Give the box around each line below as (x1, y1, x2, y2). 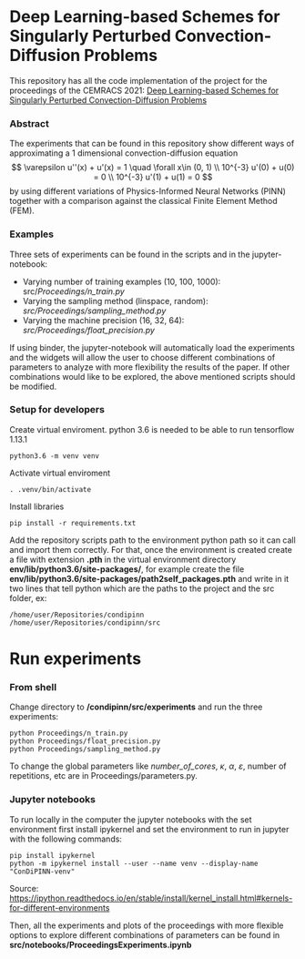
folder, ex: (9, 592, 47, 603)
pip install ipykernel (9, 851, 96, 860)
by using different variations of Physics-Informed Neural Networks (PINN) (9, 186, 287, 197)
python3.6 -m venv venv (9, 451, 100, 461)
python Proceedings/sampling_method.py (9, 745, 161, 754)
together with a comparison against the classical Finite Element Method (9, 196, 278, 207)
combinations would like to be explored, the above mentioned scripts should (9, 371, 296, 382)
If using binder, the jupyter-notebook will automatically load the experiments (9, 342, 296, 352)
